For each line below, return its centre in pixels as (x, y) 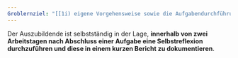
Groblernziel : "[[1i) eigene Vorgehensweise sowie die (90, 14)
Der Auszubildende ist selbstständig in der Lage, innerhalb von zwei (108, 34)
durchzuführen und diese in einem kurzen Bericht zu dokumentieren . (111, 48)
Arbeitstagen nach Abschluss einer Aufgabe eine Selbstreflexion (105, 41)
